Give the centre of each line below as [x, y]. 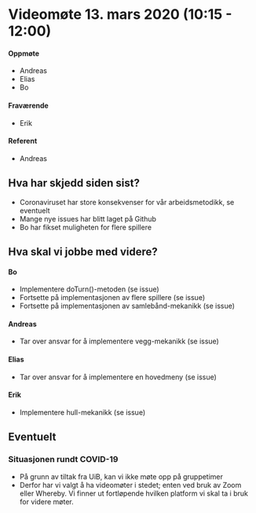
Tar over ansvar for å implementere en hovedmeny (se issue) [118, 377]
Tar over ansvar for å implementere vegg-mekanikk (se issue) [119, 341]
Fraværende [28, 105]
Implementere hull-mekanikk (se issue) [82, 412]
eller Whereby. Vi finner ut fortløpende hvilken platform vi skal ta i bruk [134, 493]
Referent [23, 141]
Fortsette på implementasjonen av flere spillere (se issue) [112, 298]
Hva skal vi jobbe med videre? [83, 252]
